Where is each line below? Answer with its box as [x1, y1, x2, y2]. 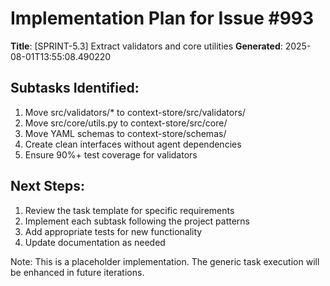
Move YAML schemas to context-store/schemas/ [24, 127, 227, 139]
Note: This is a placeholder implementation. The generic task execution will [10, 255, 320, 267]
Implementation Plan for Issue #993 [10, 7, 315, 30]
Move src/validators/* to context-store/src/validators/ [24, 106, 246, 118]
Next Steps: [10, 178, 85, 195]
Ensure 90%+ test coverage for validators [24, 148, 198, 161]
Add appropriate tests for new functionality [24, 225, 203, 237]
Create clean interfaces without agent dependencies [24, 138, 242, 150]
